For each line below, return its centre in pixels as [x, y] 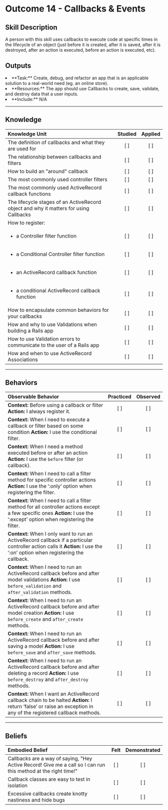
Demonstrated [143, 750]
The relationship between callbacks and [54, 157]
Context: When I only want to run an [50, 534]
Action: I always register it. [39, 411]
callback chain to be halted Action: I [50, 700]
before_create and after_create [45, 619]
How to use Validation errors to [44, 338]
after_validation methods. [40, 592]
